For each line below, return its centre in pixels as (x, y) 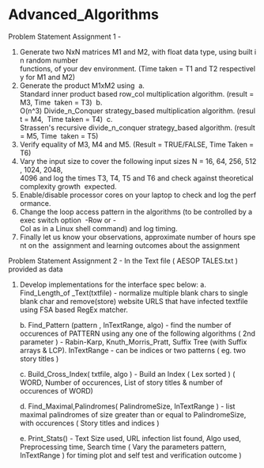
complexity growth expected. (68, 186)
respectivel (237, 68)
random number (53, 60)
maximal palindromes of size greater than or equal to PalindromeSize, (133, 414)
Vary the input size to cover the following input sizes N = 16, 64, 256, (131, 161)
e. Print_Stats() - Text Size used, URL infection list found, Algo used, (130, 438)
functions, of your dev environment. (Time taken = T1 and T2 (119, 68)
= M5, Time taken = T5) (59, 135)
